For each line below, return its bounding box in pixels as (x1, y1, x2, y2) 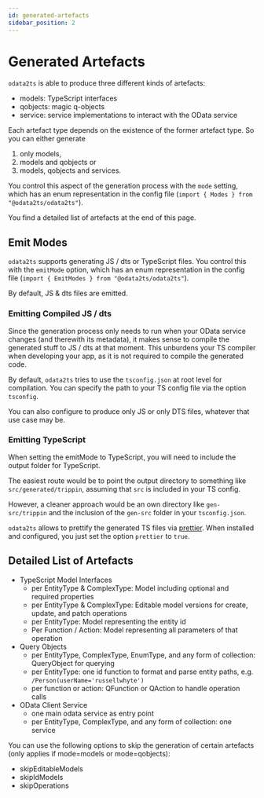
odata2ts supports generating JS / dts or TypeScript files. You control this (8, 257, 247, 266)
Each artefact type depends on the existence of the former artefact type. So (8, 126, 255, 135)
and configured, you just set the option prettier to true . (8, 531, 190, 540)
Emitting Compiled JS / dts (8, 308, 112, 319)
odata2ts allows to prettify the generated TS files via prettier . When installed (8, 523, 255, 533)
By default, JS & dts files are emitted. (8, 288, 128, 298)
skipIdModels (19, 772, 64, 782)
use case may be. (8, 415, 65, 424)
